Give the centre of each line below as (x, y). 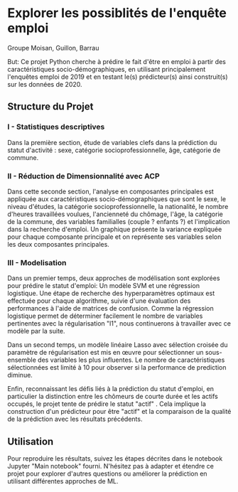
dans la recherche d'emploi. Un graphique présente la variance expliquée (115, 229)
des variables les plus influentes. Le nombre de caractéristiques (131, 360)
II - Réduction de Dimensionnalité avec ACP (83, 176)
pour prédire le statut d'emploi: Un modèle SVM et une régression (104, 286)
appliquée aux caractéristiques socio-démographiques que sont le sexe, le (117, 199)
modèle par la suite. (36, 331)
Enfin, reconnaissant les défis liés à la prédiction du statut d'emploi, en (111, 389)
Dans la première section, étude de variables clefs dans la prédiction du (112, 142)
